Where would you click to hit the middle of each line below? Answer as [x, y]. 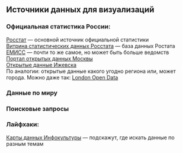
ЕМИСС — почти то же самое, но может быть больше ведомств [88, 52]
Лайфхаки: [23, 125]
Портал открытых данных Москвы [50, 58]
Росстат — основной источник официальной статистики [78, 39]
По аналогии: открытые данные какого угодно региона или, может [91, 71]
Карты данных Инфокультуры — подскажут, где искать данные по [90, 137]
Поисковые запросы [38, 109]
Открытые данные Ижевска [41, 65]
